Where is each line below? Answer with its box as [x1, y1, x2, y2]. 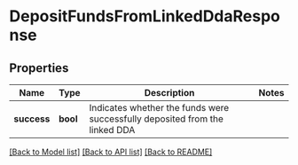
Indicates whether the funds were [89, 102, 230, 114]
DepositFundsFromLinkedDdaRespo [9, 6, 281, 27]
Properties [9, 60, 69, 75]
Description [144, 87, 195, 98]
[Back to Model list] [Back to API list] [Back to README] [9, 146, 213, 157]
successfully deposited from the [89, 113, 223, 125]
